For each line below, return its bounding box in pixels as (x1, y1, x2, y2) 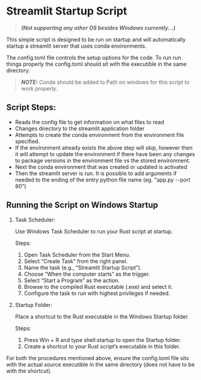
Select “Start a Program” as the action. (23, 276, 120, 284)
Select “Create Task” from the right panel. (23, 258, 128, 265)
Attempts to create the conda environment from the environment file (14, 131, 185, 138)
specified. (14, 138, 40, 145)
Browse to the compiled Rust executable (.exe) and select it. (23, 283, 173, 290)
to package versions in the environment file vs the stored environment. (14, 157, 191, 164)
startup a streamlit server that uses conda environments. (6, 42, 147, 49)
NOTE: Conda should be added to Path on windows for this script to (20, 78, 190, 86)
